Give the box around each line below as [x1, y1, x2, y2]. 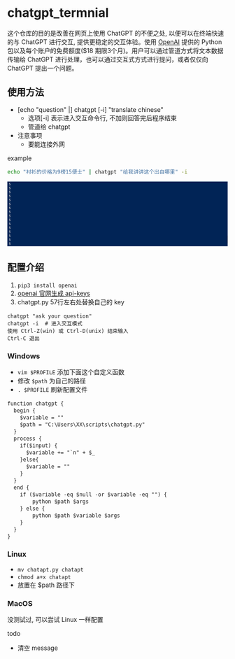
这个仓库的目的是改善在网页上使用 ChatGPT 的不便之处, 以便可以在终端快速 [7, 29, 225, 37]
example [7, 154, 32, 162]
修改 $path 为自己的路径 [17, 376, 86, 385]
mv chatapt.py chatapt [17, 567, 84, 574]
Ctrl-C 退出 [7, 334, 40, 342]
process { [13, 435, 42, 442]
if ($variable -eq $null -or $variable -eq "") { [20, 491, 168, 498]
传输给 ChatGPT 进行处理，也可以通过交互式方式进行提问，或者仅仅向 [7, 55, 208, 64]
